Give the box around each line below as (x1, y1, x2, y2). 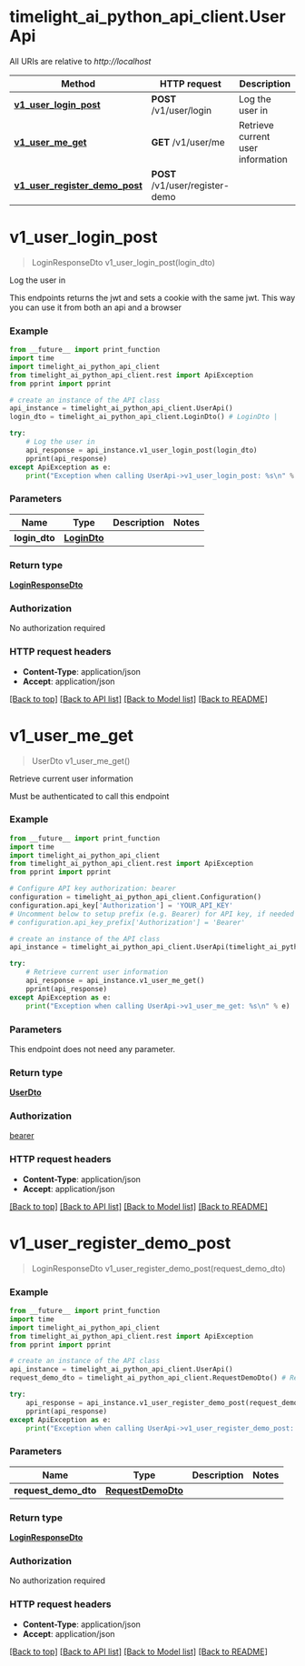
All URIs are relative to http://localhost (9, 55, 152, 66)
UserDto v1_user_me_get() (31, 755, 131, 766)
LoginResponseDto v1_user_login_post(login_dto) (31, 256, 216, 267)
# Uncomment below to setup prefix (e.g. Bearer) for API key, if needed (9, 909, 295, 918)
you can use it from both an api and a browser (9, 302, 182, 313)
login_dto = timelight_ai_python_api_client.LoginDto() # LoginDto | (9, 412, 279, 422)
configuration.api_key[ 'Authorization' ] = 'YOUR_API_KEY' (9, 900, 233, 910)
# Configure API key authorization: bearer (9, 884, 177, 893)
